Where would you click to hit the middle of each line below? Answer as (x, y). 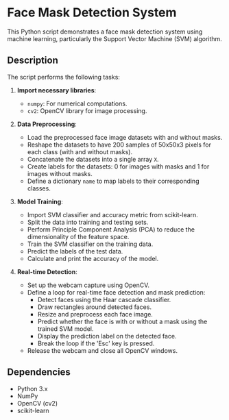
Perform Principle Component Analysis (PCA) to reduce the (111, 229)
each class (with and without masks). (80, 151)
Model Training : (40, 201)
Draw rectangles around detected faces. (95, 307)
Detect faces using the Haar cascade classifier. (104, 299)
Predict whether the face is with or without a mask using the (122, 321)
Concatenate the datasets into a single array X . (93, 159)
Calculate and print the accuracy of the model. (93, 258)
